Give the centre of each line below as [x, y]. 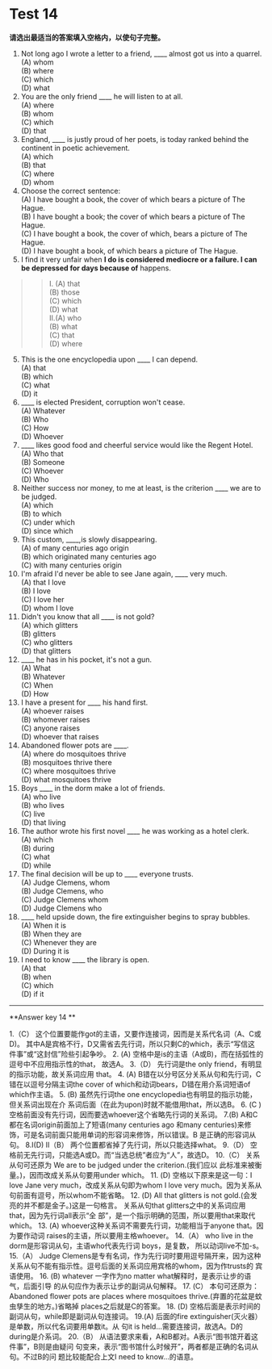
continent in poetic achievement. [75, 148]
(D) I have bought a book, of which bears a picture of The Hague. [130, 250]
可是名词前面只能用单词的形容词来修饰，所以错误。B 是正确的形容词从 [140, 1134]
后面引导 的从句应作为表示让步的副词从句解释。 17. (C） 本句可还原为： [141, 1286]
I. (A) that [65, 283]
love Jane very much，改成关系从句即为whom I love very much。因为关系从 [136, 1185]
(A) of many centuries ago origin [75, 548]
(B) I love [36, 591]
